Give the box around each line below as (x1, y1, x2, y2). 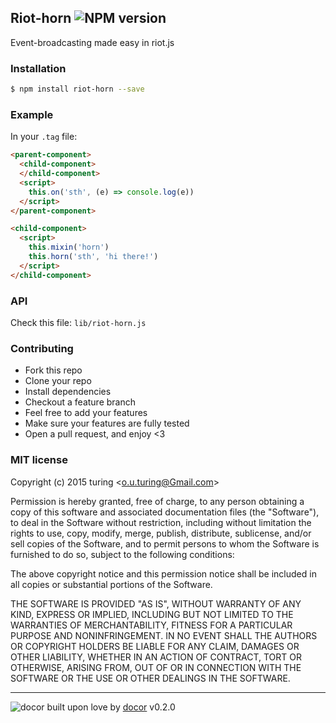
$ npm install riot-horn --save (10, 84, 145, 95)
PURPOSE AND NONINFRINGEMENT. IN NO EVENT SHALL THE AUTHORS (10, 629, 318, 641)
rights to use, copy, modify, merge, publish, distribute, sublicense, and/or (10, 527, 312, 539)
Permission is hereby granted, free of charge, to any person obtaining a (10, 495, 305, 507)
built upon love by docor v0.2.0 (46, 701, 176, 713)
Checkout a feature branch (24, 396, 136, 408)
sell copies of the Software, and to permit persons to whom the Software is (10, 537, 320, 550)
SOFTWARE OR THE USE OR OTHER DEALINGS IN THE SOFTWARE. (10, 672, 291, 684)
